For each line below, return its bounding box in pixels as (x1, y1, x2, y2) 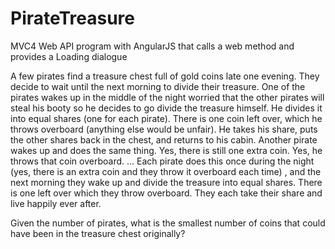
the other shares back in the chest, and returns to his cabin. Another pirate (10, 133, 318, 146)
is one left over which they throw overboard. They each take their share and (10, 187, 323, 199)
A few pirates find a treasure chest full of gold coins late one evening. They (10, 70, 320, 82)
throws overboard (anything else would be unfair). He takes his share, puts (10, 123, 318, 135)
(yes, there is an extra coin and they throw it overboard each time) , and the (10, 165, 322, 177)
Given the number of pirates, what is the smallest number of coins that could (10, 217, 326, 229)
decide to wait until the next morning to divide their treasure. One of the (10, 80, 306, 92)
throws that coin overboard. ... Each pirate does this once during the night (10, 155, 315, 167)
